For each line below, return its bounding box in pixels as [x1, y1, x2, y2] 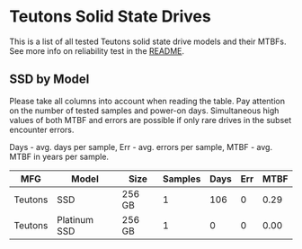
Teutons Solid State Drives [9, 6, 211, 27]
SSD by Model [9, 72, 90, 87]
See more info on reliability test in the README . [9, 45, 185, 56]
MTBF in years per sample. [9, 151, 110, 162]
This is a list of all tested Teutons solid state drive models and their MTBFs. [9, 36, 287, 47]
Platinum [57, 213, 94, 226]
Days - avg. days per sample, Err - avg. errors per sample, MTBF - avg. [9, 141, 272, 152]
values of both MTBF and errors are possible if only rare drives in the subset [9, 114, 292, 125]
